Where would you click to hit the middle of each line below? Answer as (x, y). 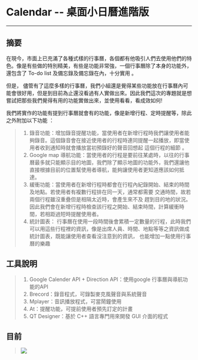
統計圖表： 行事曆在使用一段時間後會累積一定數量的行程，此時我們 (110, 221)
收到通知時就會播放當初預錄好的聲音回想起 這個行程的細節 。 (113, 148)
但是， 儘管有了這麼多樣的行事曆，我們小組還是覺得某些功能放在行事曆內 (95, 86)
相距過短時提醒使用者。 (73, 214)
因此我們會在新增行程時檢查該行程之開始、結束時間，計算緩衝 (104, 207)
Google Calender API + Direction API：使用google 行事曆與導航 (106, 279)
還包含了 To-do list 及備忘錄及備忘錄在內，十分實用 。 (72, 73)
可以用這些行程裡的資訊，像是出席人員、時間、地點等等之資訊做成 (109, 228)
